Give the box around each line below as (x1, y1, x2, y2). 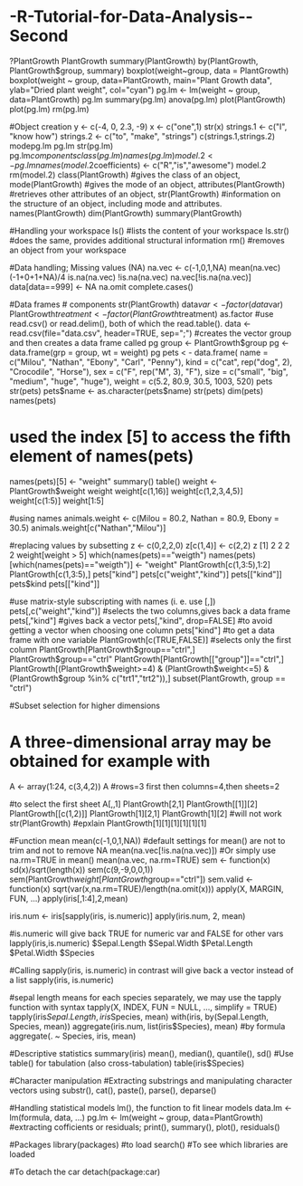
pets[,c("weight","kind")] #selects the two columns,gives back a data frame (9, 605, 291, 617)
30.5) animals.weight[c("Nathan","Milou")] (9, 522, 166, 533)
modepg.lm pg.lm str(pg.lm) (9, 140, 114, 151)
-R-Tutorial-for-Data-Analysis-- (9, 6, 253, 27)
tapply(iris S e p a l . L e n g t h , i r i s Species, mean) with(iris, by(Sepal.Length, (9, 1011, 270, 1022)
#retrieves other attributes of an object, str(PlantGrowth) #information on (9, 188, 281, 199)
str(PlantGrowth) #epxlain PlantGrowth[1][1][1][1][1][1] (9, 818, 207, 828)
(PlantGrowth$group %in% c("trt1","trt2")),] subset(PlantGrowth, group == (9, 673, 287, 684)
